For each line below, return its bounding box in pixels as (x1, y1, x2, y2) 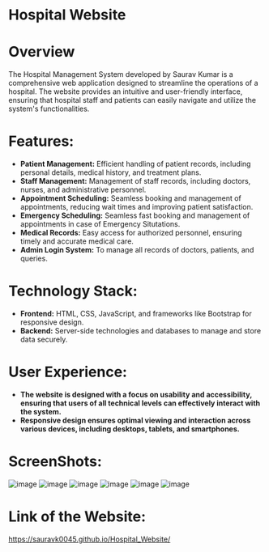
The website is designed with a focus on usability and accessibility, (19, 389, 253, 399)
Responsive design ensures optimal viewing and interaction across (19, 415, 251, 425)
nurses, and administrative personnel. (19, 185, 147, 195)
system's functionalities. (8, 104, 90, 114)
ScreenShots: (8, 452, 103, 471)
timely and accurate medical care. (19, 236, 134, 246)
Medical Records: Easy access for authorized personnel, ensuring (19, 228, 242, 238)
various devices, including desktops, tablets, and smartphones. (19, 423, 241, 434)
